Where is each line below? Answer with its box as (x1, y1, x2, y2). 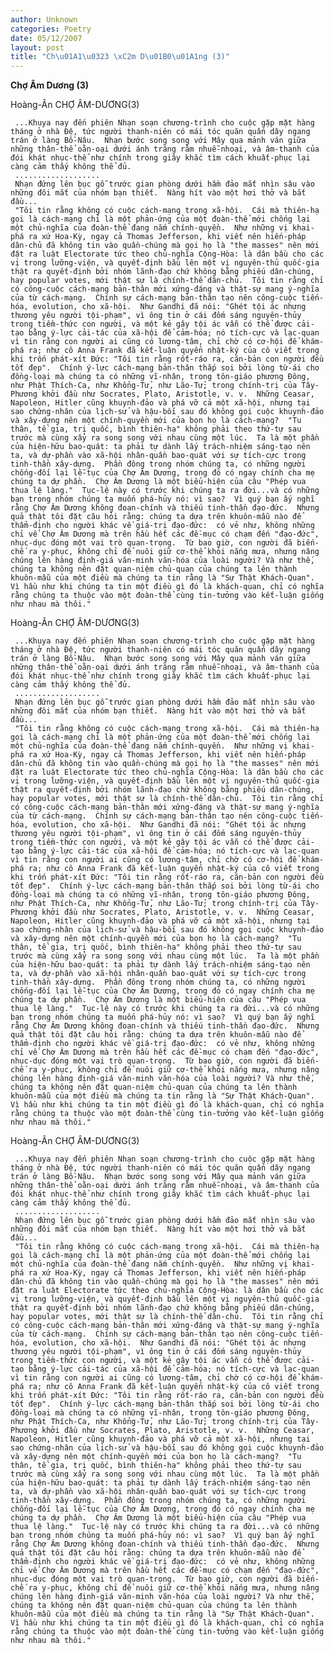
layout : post (10, 42, 65, 53)
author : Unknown (10, 14, 78, 25)
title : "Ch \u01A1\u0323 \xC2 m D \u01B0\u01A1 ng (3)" (10, 52, 230, 62)
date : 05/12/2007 (10, 33, 83, 43)
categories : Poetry (10, 24, 92, 34)
